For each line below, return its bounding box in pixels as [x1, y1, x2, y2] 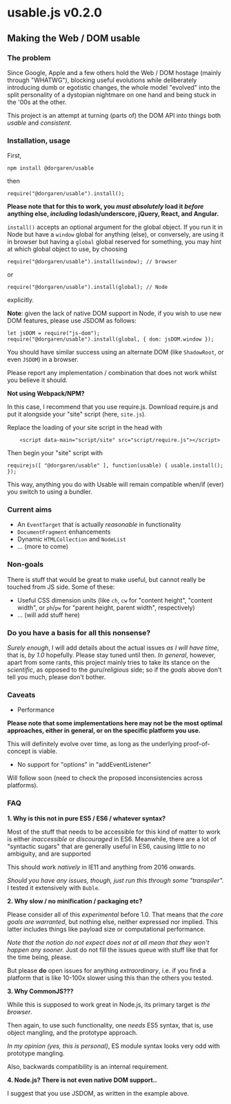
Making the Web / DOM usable [7, 32, 141, 44]
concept [7, 747, 31, 756]
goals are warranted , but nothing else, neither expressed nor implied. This [7, 917, 219, 925]
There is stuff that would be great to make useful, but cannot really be [7, 575, 205, 583]
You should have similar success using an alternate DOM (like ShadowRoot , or [7, 348, 224, 357]
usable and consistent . [7, 119, 72, 127]
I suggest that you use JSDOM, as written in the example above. [7, 1089, 190, 1097]
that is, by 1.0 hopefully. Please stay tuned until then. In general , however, [7, 651, 216, 659]
